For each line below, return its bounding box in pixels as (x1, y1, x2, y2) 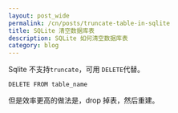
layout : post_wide (8, 11, 70, 20)
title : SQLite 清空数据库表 (8, 26, 95, 34)
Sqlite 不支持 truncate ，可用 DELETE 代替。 (8, 65, 145, 75)
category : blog (8, 42, 59, 50)
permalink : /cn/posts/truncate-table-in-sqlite (8, 19, 171, 27)
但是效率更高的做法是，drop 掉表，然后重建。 (8, 95, 160, 105)
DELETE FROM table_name (8, 81, 88, 89)
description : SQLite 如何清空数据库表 (8, 34, 128, 42)
